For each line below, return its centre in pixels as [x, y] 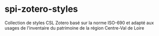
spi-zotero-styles [41, 9]
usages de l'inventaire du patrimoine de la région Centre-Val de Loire [75, 28]
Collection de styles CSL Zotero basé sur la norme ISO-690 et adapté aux [79, 23]
